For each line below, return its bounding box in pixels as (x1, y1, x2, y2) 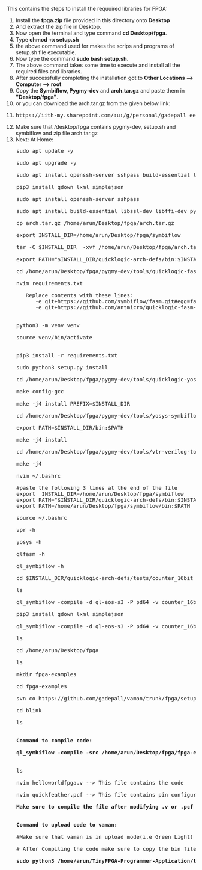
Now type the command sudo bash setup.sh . (15, 55, 129, 62)
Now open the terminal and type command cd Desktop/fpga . (15, 29, 167, 37)
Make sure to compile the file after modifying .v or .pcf (16, 803, 194, 810)
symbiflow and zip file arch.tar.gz (15, 129, 98, 137)
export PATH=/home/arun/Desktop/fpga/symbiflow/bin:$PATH (16, 502, 191, 509)
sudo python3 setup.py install (16, 364, 108, 371)
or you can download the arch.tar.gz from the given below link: (15, 100, 171, 107)
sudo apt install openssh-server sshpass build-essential (16, 171, 191, 178)
